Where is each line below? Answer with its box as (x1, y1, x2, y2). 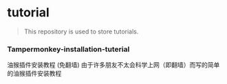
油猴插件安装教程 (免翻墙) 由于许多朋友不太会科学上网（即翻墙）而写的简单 (7, 61, 220, 69)
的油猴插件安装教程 (7, 70, 62, 78)
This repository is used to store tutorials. (23, 27, 139, 36)
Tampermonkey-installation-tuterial (7, 44, 130, 54)
